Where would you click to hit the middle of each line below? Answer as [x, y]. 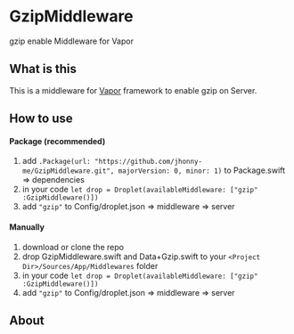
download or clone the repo [73, 247]
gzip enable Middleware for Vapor [71, 41]
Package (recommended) [57, 141]
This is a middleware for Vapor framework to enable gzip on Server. [133, 90]
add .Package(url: [56, 161]
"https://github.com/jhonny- [148, 162]
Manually [27, 227]
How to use [41, 119]
